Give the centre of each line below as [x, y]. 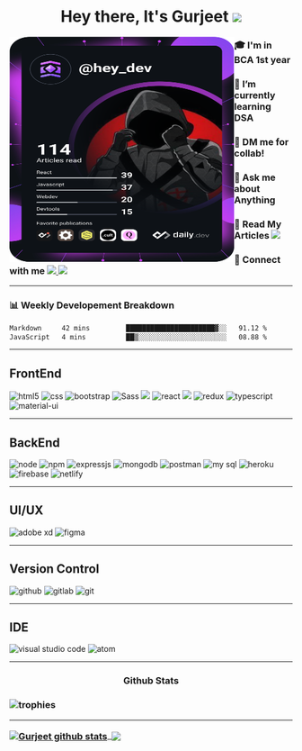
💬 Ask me [255, 177]
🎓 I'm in [253, 45]
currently [255, 95]
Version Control [54, 569]
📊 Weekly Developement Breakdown [92, 305]
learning [253, 107]
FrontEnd [36, 373]
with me [27, 270]
